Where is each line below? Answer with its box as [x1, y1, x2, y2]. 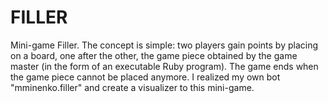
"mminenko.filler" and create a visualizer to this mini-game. [10, 81, 255, 93]
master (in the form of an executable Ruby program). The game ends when [10, 60, 319, 72]
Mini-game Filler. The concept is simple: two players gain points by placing [10, 39, 319, 51]
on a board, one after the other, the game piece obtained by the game [10, 49, 298, 61]
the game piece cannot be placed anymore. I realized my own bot [10, 71, 281, 83]
